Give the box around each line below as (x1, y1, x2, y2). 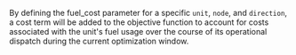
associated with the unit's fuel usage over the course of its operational (9, 27, 268, 36)
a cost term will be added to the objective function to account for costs (9, 17, 269, 27)
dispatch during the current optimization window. (9, 35, 189, 46)
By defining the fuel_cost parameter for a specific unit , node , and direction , (9, 8, 287, 18)
